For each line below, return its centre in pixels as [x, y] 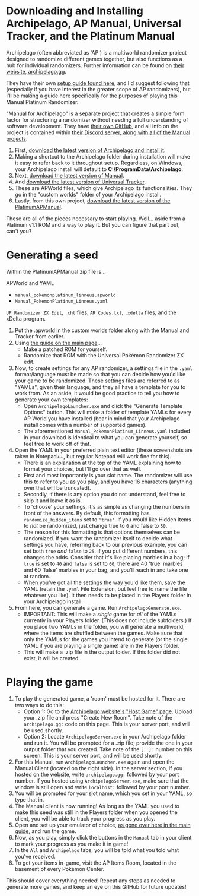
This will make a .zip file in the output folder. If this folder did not [102, 652]
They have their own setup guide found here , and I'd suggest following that [98, 83]
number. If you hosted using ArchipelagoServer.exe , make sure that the [102, 781]
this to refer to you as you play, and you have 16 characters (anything [108, 482]
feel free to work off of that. [57, 444]
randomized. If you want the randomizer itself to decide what [98, 538]
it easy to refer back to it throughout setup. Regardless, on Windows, [99, 163]
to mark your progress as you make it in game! [71, 844]
